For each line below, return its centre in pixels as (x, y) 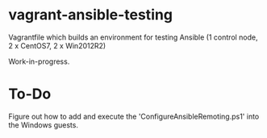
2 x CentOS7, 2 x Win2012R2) (57, 45)
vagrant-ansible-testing (91, 15)
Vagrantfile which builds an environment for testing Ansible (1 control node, (133, 37)
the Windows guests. (44, 125)
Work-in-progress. (39, 61)
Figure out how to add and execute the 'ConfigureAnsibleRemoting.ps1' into (134, 116)
